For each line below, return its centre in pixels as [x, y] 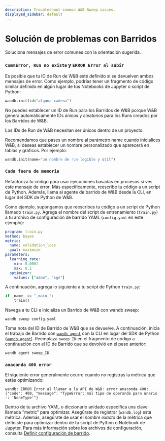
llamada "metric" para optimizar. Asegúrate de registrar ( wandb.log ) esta [78, 412]
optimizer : [21, 273]
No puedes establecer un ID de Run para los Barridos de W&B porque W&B [81, 110]
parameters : [17, 255]
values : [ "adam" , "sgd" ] [39, 278]
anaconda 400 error [28, 365]
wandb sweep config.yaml [31, 319]
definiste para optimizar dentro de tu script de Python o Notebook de [75, 423]
